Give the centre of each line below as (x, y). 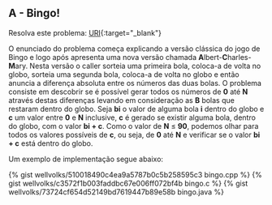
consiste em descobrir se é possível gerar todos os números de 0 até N (128, 92)
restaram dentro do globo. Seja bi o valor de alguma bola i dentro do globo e (136, 109)
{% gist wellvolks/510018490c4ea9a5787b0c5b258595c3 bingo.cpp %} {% (135, 174)
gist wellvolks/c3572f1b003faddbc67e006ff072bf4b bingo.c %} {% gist (128, 183)
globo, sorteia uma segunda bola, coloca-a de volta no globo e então (124, 74)
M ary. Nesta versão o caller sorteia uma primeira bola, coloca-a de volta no (135, 66)
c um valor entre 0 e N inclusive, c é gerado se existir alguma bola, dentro (132, 117)
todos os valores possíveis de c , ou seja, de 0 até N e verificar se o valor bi (134, 135)
